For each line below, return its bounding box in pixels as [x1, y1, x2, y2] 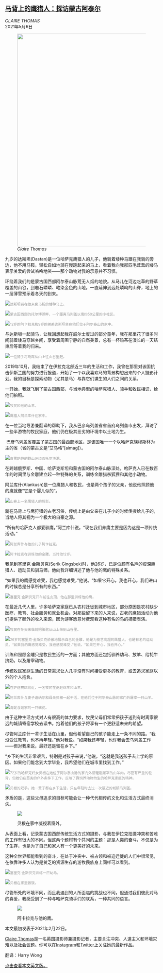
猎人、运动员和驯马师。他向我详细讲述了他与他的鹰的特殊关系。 [5, 567, 132, 573]
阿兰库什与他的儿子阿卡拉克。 [10, 541, 60, 547]
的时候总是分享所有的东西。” [5, 583, 61, 589]
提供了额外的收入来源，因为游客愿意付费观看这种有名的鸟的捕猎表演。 [9, 616, 149, 622]
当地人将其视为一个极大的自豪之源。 [5, 514, 78, 520]
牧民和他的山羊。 [10, 403, 39, 408]
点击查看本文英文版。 [5, 962, 48, 968]
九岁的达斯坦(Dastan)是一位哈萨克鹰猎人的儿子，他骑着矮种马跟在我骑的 [5, 256, 150, 261]
